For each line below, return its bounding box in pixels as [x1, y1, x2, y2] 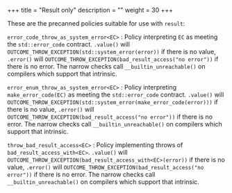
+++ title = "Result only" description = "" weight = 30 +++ [7, 6, 174, 14]
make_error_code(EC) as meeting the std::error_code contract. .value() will [7, 90, 224, 99]
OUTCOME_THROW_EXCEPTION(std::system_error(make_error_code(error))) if [7, 98, 218, 106]
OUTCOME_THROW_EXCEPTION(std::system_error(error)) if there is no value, [7, 48, 217, 56]
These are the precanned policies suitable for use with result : [7, 19, 185, 27]
